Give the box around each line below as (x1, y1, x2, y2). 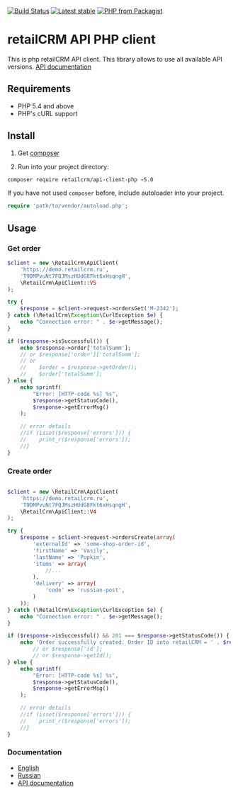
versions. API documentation (7, 62, 92, 71)
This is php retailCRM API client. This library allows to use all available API (7, 55, 223, 63)
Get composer (17, 149, 60, 157)
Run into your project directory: (17, 162, 109, 171)
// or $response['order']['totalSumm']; (20, 351, 141, 358)
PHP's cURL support (17, 109, 78, 118)
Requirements (7, 83, 71, 95)
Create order (7, 466, 52, 476)
